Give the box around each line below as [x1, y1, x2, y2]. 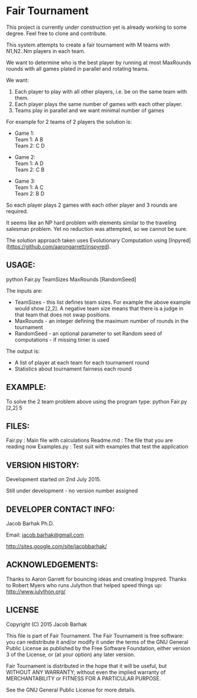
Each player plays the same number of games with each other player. [14, 100, 183, 107]
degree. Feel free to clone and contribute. [6, 29, 107, 37]
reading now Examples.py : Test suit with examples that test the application [6, 443, 188, 450]
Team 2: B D [14, 190, 45, 197]
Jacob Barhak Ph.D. [6, 520, 54, 527]
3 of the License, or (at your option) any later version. [6, 651, 135, 658]
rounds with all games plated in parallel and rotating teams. [6, 65, 149, 72]
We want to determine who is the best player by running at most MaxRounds [6, 59, 192, 66]
